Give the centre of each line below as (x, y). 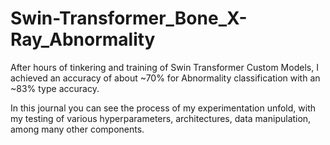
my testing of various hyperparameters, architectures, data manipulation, (161, 118)
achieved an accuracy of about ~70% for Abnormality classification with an (165, 78)
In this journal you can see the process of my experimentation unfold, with (163, 108)
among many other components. (77, 129)
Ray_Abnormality (83, 39)
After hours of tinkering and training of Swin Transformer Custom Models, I (164, 67)
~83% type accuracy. (55, 88)
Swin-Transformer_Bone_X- (129, 18)
